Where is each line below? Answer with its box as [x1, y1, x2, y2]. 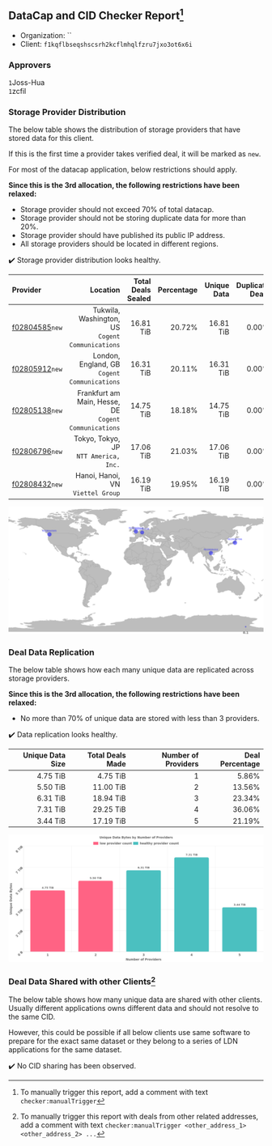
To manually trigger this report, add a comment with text [19, 1087, 209, 1097]
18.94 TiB [92, 793, 127, 804]
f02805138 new [11, 405, 63, 415]
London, [92, 351, 121, 361]
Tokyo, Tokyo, [74, 433, 121, 444]
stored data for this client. [8, 134, 95, 143]
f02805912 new [11, 363, 63, 373]
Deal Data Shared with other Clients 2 [8, 974, 156, 987]
